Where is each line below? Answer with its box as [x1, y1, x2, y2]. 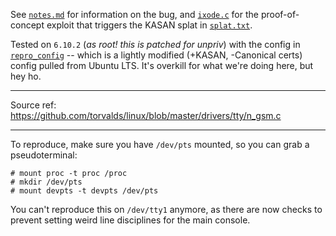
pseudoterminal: [10, 149, 78, 161]
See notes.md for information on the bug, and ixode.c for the [10, 9, 259, 20]
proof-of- [260, 9, 300, 20]
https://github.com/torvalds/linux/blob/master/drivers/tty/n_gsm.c [10, 110, 282, 121]
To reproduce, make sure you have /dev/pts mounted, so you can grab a [10, 139, 310, 150]
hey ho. [10, 70, 42, 82]
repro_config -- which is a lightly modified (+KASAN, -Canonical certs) [10, 49, 303, 61]
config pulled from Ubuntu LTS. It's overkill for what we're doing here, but [10, 60, 314, 71]
